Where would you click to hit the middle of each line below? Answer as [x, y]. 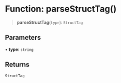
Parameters [23, 38]
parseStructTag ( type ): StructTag [50, 22]
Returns [17, 65]
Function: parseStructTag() [61, 9]
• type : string [19, 49]
